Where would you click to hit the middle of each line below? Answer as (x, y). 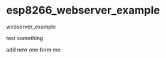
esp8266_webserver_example (83, 10)
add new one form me (34, 49)
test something (25, 38)
